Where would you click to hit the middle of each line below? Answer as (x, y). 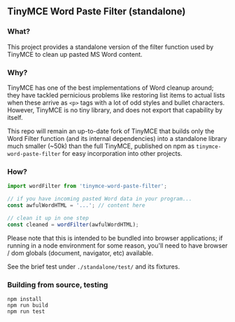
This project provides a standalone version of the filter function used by (111, 47)
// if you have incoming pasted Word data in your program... (100, 199)
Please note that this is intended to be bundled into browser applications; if (115, 238)
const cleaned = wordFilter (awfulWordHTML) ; (73, 224)
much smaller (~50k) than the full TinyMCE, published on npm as (101, 146)
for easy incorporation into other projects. (122, 153)
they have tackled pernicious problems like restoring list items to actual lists (116, 95)
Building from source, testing (58, 285)
